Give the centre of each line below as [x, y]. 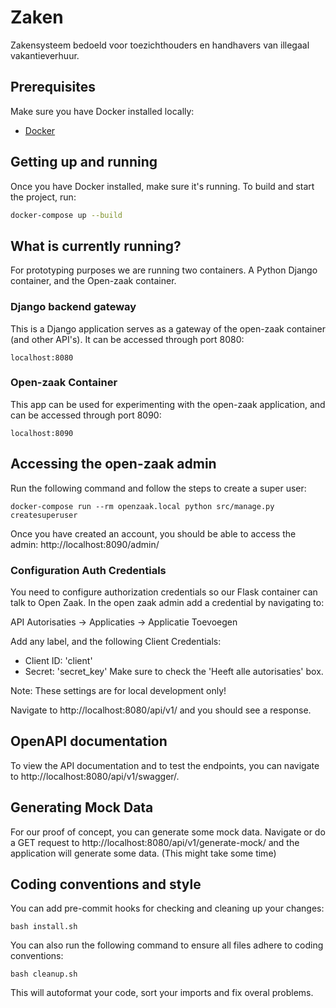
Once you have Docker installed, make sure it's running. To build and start [162, 186]
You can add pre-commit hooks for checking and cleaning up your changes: [167, 908]
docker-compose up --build [66, 215]
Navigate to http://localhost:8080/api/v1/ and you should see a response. [161, 710]
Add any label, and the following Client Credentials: [116, 641]
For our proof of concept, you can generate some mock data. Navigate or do [168, 832]
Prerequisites [53, 87]
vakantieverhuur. [45, 55]
